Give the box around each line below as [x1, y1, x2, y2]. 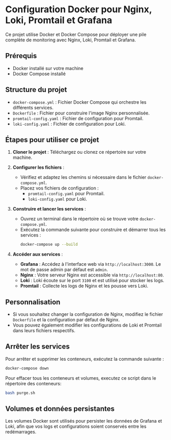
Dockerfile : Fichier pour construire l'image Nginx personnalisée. [12, 110, 150, 116]
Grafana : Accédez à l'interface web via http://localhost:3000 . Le [20, 261, 161, 267]
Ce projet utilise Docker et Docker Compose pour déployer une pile [5, 31, 146, 37]
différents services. [12, 104, 54, 110]
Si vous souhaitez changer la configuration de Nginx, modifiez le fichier [12, 311, 163, 317]
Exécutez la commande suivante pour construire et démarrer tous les [20, 226, 166, 233]
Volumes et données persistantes [5, 405, 115, 413]
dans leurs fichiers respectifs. [12, 328, 76, 334]
